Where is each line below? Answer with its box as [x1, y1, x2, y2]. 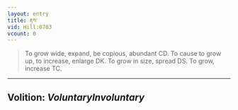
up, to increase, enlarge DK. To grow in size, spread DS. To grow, [24, 57, 215, 66]
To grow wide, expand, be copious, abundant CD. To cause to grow [24, 49, 222, 58]
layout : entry [7, 10, 50, 18]
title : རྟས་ [7, 17, 38, 24]
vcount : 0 [7, 30, 37, 37]
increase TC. [24, 64, 62, 73]
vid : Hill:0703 [7, 23, 52, 30]
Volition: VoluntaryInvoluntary [7, 91, 145, 103]
